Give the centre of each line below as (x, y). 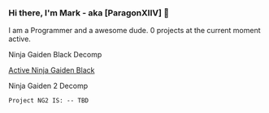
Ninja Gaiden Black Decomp (55, 55)
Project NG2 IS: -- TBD (49, 101)
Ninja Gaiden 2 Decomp (48, 86)
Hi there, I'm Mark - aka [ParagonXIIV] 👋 (89, 13)
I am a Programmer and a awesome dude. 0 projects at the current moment (135, 31)
